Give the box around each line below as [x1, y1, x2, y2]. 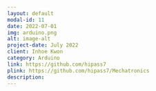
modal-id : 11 [7, 16, 45, 23]
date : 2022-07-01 [7, 23, 57, 29]
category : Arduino [7, 55, 60, 62]
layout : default [7, 10, 54, 17]
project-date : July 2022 [7, 42, 79, 49]
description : [7, 73, 45, 81]
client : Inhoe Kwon [7, 49, 64, 55]
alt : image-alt [7, 36, 51, 42]
